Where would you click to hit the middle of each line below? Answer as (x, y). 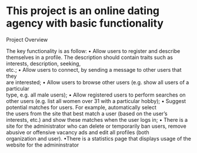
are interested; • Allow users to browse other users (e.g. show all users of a (98, 82)
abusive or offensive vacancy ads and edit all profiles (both (78, 132)
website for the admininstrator (43, 145)
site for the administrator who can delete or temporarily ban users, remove (96, 126)
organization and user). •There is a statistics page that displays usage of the (99, 138)
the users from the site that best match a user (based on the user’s (87, 114)
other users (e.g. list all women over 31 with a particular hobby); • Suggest (96, 101)
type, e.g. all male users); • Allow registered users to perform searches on (96, 95)
